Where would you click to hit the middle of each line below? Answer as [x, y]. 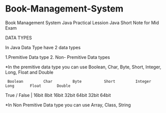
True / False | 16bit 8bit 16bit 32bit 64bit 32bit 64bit [58, 95]
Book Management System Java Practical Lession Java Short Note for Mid [82, 23]
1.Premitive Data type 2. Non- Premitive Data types [58, 57]
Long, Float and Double [29, 72]
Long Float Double [38, 86]
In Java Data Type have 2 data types [43, 47]
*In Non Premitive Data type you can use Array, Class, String [68, 105]
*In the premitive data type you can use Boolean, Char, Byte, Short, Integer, [83, 67]
